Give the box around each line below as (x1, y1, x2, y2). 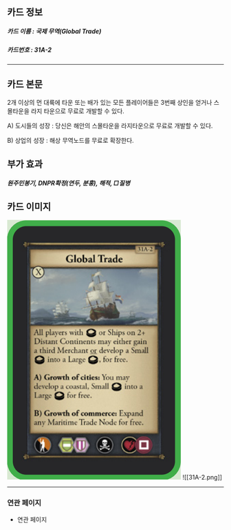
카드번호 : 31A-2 (7, 46, 52, 54)
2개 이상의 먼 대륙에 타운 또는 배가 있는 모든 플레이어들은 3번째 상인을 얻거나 (7, 98, 212, 106)
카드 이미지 (7, 201, 52, 213)
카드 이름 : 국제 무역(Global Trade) (7, 27, 102, 35)
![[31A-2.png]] (181, 473, 222, 482)
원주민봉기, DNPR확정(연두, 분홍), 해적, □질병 (7, 179, 131, 187)
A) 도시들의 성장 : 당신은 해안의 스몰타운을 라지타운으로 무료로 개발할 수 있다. (7, 121, 213, 130)
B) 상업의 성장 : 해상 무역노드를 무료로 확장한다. (7, 136, 134, 144)
